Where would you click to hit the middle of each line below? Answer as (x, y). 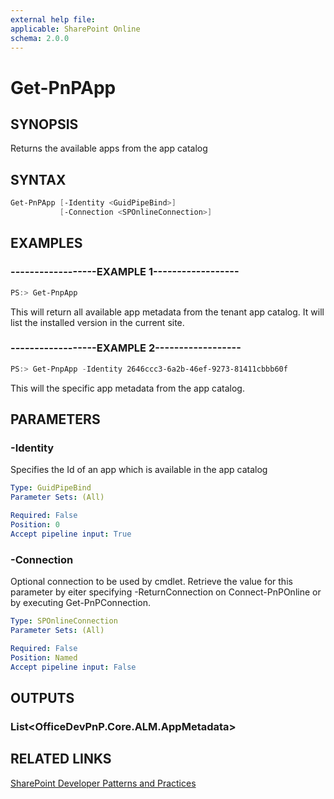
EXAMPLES (46, 243)
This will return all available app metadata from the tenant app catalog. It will (167, 312)
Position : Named (44, 657)
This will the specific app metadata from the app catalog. (127, 388)
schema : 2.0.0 (40, 38)
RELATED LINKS (61, 759)
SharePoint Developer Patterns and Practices (103, 783)
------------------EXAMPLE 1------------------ (125, 272)
